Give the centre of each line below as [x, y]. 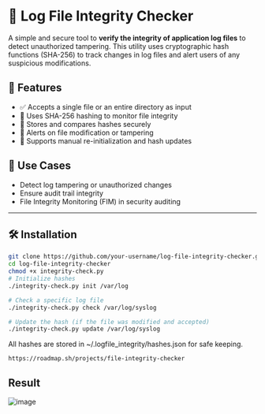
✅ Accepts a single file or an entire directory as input [105, 106]
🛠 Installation [43, 235]
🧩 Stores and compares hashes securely [85, 124]
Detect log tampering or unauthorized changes [95, 185]
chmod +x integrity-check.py [56, 271]
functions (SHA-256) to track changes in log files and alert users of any [124, 54]
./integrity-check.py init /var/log [68, 286]
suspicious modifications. [50, 63]
